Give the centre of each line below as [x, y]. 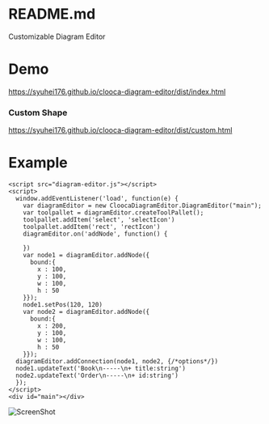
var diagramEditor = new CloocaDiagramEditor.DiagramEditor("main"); [143, 206]
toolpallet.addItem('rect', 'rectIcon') [92, 227]
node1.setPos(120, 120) [63, 305]
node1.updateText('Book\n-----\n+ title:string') [101, 369]
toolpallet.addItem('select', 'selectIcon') [99, 220]
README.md [52, 14]
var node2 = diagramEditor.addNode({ [86, 312]
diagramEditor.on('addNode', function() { [95, 234]
